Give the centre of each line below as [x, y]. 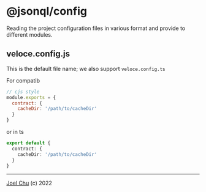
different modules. [30, 34]
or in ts [15, 132]
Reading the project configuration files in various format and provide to [96, 28]
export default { [29, 143]
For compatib [23, 80]
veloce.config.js [38, 54]
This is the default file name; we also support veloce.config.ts [86, 68]
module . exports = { [31, 97]
